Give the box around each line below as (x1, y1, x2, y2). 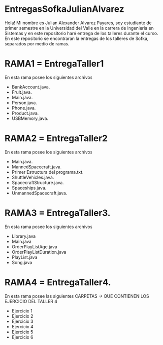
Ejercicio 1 (11, 307, 33, 314)
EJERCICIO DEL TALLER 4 (4, 298, 58, 304)
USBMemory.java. (11, 115, 49, 121)
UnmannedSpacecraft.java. (11, 190, 67, 196)
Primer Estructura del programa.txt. (11, 169, 84, 175)
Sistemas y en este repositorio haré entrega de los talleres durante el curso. (4, 30, 159, 36)
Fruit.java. (11, 89, 32, 95)
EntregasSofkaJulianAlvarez (4, 3, 124, 15)
